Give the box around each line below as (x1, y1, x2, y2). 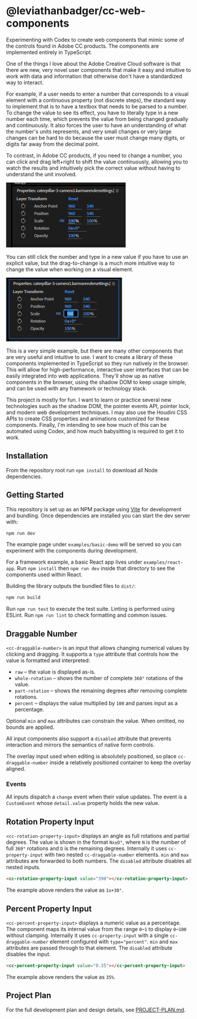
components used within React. (6, 571, 83, 578)
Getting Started (6, 490, 64, 500)
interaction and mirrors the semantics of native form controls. (6, 741, 155, 748)
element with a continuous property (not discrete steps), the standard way (6, 96, 186, 104)
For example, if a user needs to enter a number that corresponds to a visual (6, 90, 189, 97)
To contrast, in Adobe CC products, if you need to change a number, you (6, 152, 182, 159)
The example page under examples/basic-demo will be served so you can (6, 541, 182, 548)
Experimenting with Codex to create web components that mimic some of (6, 36, 185, 43)
